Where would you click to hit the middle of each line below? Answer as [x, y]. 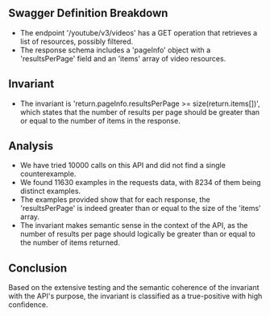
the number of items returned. [70, 242]
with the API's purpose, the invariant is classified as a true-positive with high [135, 296]
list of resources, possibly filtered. [77, 41]
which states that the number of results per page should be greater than [140, 112]
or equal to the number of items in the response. [100, 120]
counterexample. [48, 174]
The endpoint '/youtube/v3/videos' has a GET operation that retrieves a [139, 32]
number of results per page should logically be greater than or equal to [137, 234]
